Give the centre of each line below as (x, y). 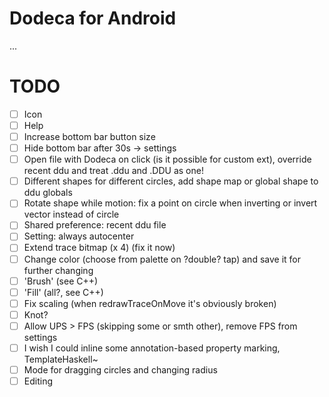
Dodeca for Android (93, 18)
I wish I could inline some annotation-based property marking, (152, 348)
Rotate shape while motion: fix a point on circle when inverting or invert (170, 203)
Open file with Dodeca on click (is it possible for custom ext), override (167, 159)
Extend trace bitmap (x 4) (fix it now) (99, 248)
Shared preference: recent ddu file (95, 225)
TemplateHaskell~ (61, 359)
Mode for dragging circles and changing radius (120, 369)
